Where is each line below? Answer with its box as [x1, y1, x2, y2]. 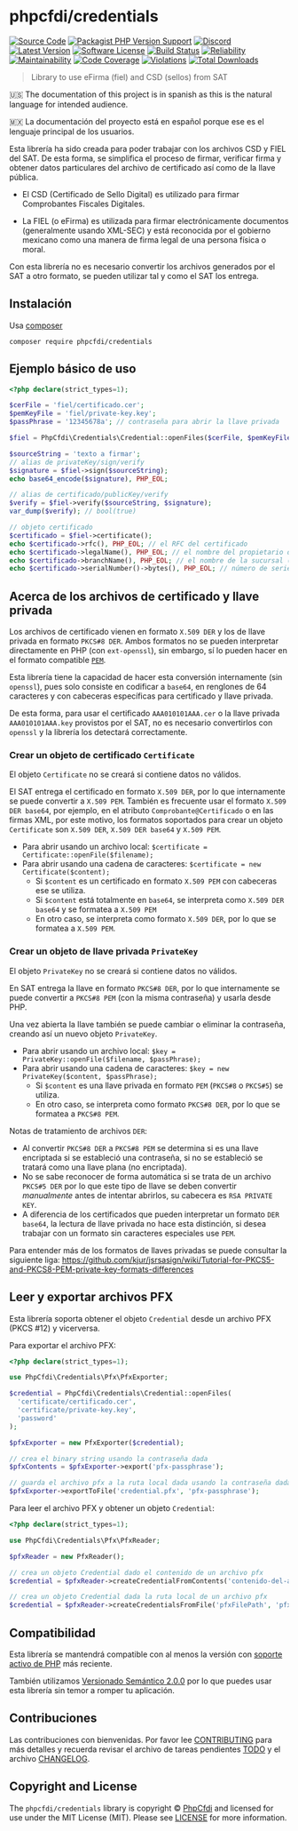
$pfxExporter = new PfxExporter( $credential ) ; [9, 1438, 184, 1447]
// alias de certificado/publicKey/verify [9, 491, 169, 500]
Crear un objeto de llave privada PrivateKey [9, 945, 199, 957]
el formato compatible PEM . [9, 655, 106, 666]
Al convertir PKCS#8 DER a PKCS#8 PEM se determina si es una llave [21, 1142, 259, 1153]
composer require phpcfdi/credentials [9, 337, 153, 346]
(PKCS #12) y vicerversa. [9, 1323, 100, 1333]
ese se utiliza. [35, 885, 86, 896]
